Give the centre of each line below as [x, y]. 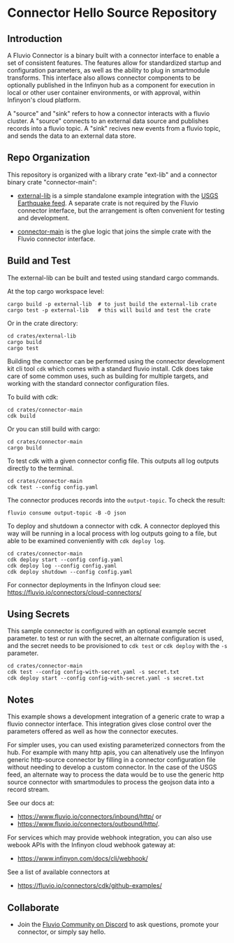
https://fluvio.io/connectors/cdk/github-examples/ [89, 886]
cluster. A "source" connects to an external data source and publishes [108, 121]
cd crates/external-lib [42, 336]
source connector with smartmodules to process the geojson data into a [111, 782]
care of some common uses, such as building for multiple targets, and [108, 376]
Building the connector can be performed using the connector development [116, 361]
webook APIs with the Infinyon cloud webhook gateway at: [92, 845]
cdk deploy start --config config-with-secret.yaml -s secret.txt [106, 678]
